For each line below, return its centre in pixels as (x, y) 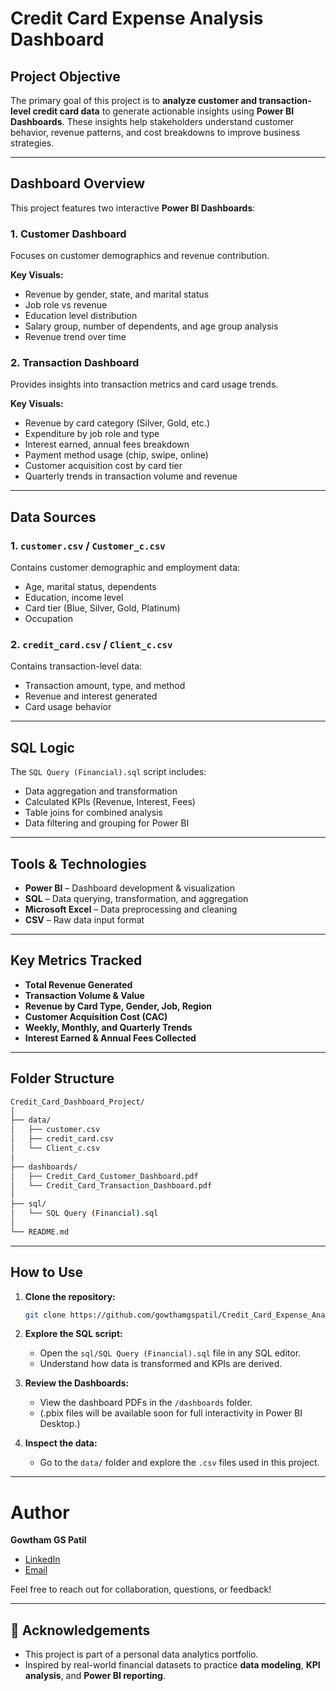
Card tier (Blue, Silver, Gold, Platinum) (102, 608)
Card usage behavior (68, 707)
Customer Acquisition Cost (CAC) (96, 1016)
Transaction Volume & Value (84, 995)
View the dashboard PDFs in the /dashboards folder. (146, 1403)
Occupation (48, 619)
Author (40, 1512)
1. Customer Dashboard (68, 234)
